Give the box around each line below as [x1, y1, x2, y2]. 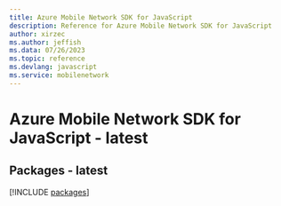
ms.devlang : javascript [9, 63, 98, 72]
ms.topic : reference [9, 54, 86, 63]
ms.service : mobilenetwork [9, 71, 109, 80]
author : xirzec [9, 29, 66, 38]
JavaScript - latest [9, 128, 149, 147]
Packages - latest [9, 163, 108, 178]
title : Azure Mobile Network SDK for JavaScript [9, 12, 193, 22]
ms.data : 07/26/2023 [9, 46, 86, 55]
